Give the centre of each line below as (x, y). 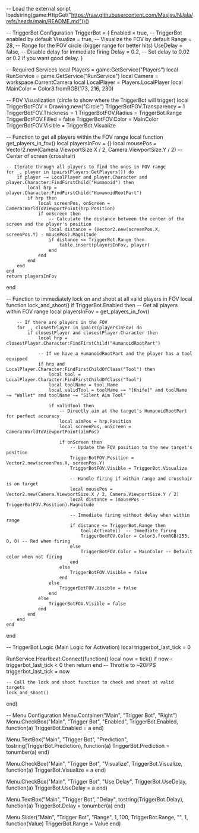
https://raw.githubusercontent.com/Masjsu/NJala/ (132, 15)
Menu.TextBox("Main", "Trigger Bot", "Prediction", (67, 740)
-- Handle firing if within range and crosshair (131, 479)
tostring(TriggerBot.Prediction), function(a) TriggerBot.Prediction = (88, 746)
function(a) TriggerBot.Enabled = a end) (55, 728)
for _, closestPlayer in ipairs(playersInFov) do (80, 327)
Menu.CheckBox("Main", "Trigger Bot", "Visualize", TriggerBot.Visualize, (94, 764)
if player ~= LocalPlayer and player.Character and (82, 177)
